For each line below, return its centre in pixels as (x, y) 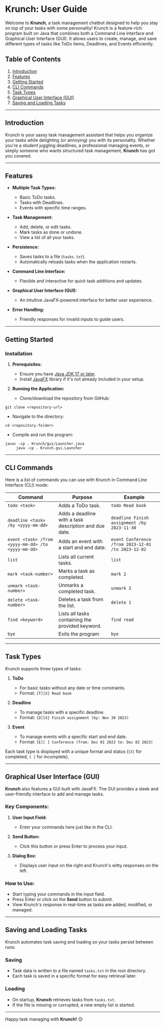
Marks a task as (76, 571)
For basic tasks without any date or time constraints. (72, 688)
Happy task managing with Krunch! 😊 (44, 1019)
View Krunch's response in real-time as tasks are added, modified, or (82, 904)
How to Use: (20, 883)
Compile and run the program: (43, 435)
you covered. (18, 156)
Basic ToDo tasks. (38, 197)
